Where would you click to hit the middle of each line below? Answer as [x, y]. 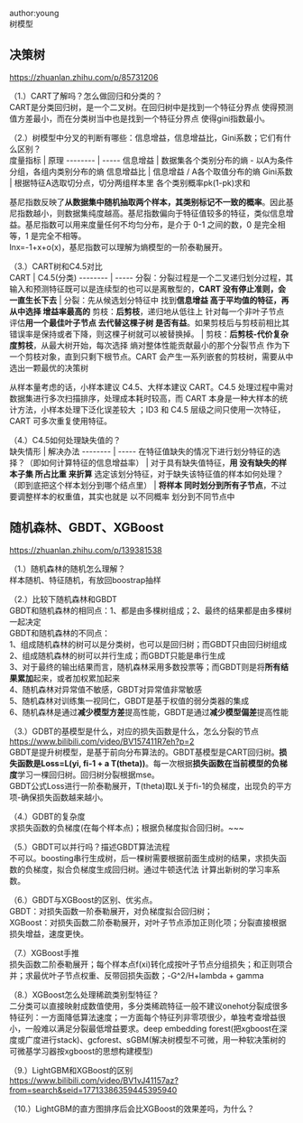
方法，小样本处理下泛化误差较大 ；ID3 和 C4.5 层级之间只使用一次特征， [151, 409]
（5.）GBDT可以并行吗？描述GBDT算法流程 [90, 847]
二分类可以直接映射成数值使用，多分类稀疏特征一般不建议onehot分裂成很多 [149, 1006]
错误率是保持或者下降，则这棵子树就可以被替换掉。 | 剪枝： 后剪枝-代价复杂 [149, 334]
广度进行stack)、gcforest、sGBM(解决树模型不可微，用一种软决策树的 [156, 1039]
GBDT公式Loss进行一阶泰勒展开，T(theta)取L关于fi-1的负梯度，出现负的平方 [151, 785]
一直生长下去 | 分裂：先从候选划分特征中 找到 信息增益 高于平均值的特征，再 [149, 300]
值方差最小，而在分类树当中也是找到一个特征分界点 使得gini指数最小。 [140, 118]
